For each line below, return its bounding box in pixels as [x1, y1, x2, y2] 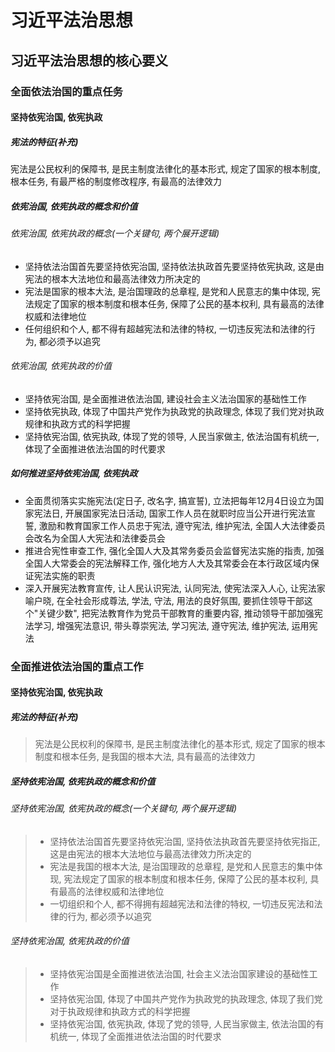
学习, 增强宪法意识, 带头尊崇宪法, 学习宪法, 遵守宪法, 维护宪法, [33, 619, 290, 631]
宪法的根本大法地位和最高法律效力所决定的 [24, 272, 201, 285]
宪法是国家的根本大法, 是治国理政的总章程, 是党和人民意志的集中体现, [24, 285, 310, 297]
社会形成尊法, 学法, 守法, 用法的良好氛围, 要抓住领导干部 [73, 594, 305, 606]
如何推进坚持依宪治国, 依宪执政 [10, 467, 138, 480]
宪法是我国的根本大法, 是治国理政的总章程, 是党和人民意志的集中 [49, 860, 315, 872]
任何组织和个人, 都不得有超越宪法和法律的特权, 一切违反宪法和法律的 [24, 322, 307, 335]
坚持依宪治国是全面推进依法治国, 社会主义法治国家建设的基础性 [49, 968, 310, 980]
